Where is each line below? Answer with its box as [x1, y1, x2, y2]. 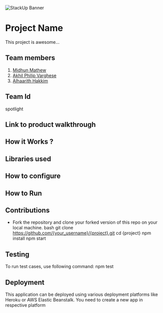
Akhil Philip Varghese [12, 72, 57, 78]
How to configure [5, 172, 61, 180]
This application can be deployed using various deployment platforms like [5, 291, 158, 297]
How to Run [5, 189, 42, 198]
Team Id [5, 92, 31, 101]
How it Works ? [5, 138, 54, 146]
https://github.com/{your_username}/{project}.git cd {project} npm [12, 230, 151, 236]
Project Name [5, 23, 63, 34]
